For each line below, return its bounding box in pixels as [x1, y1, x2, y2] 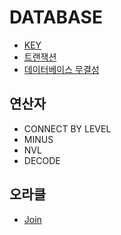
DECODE [23, 154, 61, 166]
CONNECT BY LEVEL [23, 122, 112, 135]
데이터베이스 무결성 [23, 63, 100, 75]
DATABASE [9, 6, 103, 29]
